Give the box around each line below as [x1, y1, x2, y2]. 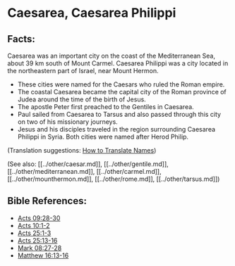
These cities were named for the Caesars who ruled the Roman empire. [17, 80, 225, 89]
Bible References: [7, 195, 87, 207]
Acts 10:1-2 [17, 221, 50, 229]
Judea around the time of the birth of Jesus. [17, 95, 146, 103]
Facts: [7, 33, 35, 45]
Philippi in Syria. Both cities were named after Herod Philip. [17, 132, 189, 141]
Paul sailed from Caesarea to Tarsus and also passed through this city [17, 110, 221, 118]
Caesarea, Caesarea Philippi [7, 5, 176, 21]
